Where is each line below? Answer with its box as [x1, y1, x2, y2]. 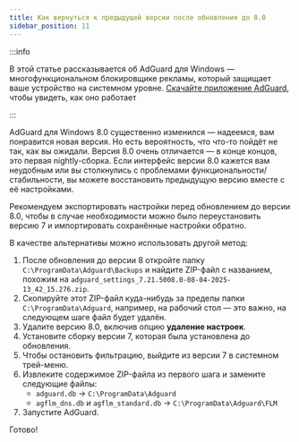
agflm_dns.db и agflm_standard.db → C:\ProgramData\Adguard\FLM [35, 397, 278, 408]
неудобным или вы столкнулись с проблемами [9, 165, 190, 175]
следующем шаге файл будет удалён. [21, 311, 167, 322]
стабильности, [9, 174, 65, 184]
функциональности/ [191, 165, 268, 175]
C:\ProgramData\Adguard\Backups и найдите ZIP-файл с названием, [21, 264, 273, 275]
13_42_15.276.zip [21, 285, 88, 293]
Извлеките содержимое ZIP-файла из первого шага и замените [21, 369, 266, 379]
